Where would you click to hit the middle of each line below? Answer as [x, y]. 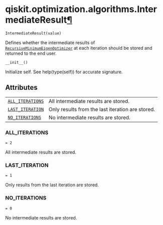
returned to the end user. [31, 53]
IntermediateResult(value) [33, 33]
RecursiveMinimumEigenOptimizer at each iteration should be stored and [79, 48]
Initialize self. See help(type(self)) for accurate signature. [64, 72]
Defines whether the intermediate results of [50, 42]
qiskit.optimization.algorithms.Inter [81, 9]
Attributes [21, 88]
